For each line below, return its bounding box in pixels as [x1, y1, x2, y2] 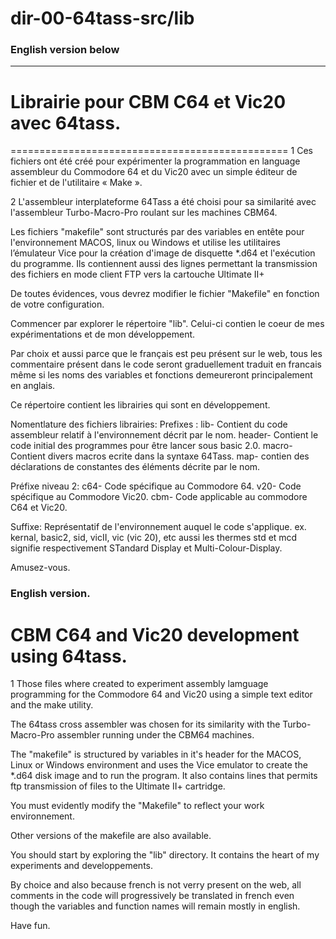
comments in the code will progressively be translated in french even [10, 890, 295, 902]
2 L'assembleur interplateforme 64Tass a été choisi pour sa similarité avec [10, 196, 317, 208]
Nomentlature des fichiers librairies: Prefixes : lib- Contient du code [10, 418, 288, 431]
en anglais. [10, 380, 56, 392]
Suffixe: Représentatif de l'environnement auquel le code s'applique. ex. [10, 521, 307, 533]
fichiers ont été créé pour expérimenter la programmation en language [10, 155, 301, 167]
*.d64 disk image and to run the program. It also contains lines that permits [10, 770, 318, 782]
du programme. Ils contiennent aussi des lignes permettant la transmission [10, 258, 318, 270]
